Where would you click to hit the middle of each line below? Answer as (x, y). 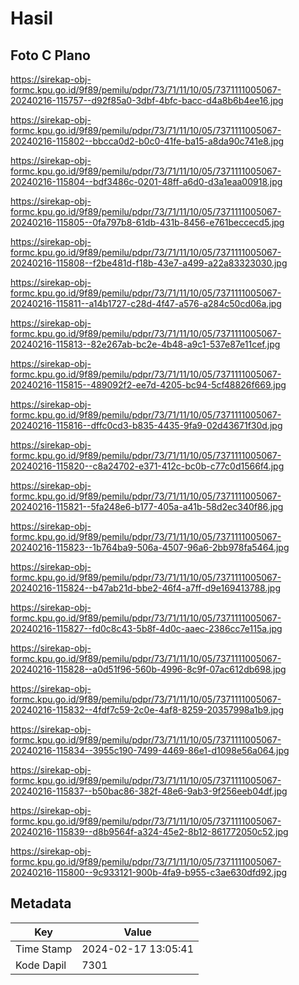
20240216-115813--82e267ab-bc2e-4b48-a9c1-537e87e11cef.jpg (145, 344)
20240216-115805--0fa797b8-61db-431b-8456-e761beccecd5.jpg (147, 222)
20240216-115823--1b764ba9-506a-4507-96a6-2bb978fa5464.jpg (150, 547)
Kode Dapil (41, 965)
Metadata (41, 903)
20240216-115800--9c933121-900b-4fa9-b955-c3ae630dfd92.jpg (149, 872)
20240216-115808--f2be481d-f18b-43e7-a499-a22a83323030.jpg (149, 263)
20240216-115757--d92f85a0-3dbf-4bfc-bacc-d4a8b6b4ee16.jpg (147, 100)
